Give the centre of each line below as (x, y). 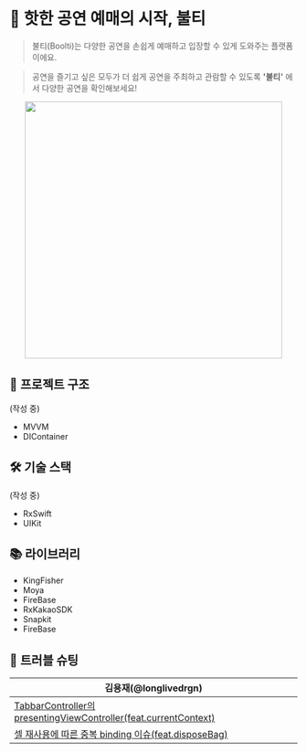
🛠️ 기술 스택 (40, 467)
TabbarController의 (55, 706)
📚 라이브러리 (45, 554)
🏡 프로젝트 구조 (49, 385)
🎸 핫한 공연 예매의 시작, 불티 (108, 19)
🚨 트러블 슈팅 (44, 660)
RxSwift (37, 514)
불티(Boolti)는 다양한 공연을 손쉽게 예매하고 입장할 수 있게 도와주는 (150, 46)
